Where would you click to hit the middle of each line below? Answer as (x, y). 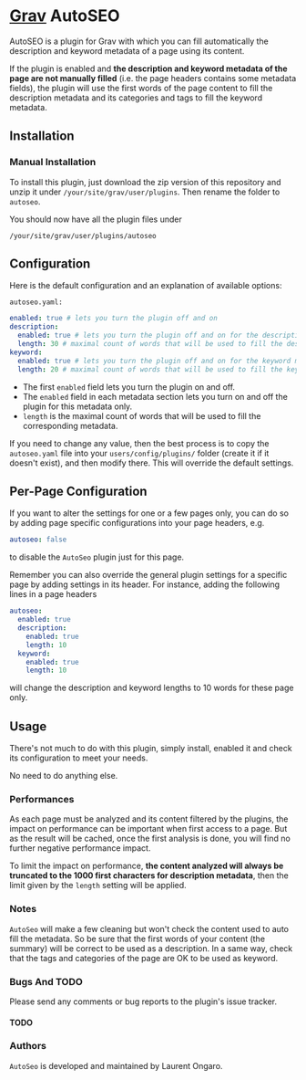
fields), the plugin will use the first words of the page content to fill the (141, 88)
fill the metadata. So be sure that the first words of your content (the (138, 938)
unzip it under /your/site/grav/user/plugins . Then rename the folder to (145, 192)
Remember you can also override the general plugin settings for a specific (148, 575)
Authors (28, 1046)
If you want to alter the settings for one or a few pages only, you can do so (149, 513)
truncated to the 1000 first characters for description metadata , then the (149, 876)
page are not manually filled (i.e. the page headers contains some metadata (153, 78)
